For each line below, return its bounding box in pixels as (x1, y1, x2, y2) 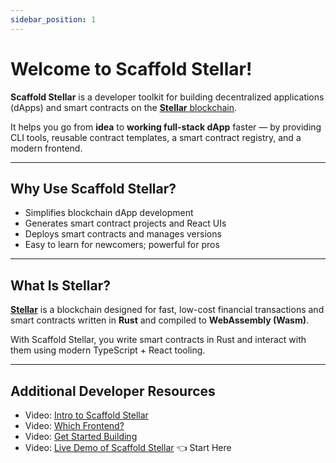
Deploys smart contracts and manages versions (24, 228, 222, 240)
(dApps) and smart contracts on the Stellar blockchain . (10, 101, 238, 113)
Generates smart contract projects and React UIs (24, 217, 227, 230)
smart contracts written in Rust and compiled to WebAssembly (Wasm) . (10, 314, 310, 326)
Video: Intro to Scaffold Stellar (24, 409, 149, 421)
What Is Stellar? (10, 277, 111, 294)
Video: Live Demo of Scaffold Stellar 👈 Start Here (24, 442, 232, 453)
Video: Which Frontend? (24, 420, 125, 431)
